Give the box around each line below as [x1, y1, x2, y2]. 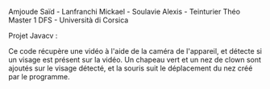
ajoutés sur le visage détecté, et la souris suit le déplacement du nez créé [8, 63, 253, 73]
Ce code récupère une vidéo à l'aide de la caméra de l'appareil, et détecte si [8, 47, 262, 55]
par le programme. [8, 72, 70, 81]
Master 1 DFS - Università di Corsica [8, 15, 129, 25]
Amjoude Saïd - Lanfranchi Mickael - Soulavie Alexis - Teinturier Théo [8, 7, 240, 16]
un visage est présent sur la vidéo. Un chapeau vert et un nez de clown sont [8, 55, 262, 64]
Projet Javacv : [8, 31, 58, 40]
